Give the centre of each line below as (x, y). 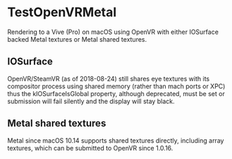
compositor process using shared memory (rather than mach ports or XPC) (116, 86)
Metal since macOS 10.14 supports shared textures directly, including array (116, 140)
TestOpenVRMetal (62, 12)
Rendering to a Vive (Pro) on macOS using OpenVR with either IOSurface (113, 32)
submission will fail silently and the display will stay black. (91, 101)
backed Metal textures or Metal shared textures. (77, 39)
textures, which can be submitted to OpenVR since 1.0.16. (90, 148)
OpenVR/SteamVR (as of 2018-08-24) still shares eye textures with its (109, 78)
